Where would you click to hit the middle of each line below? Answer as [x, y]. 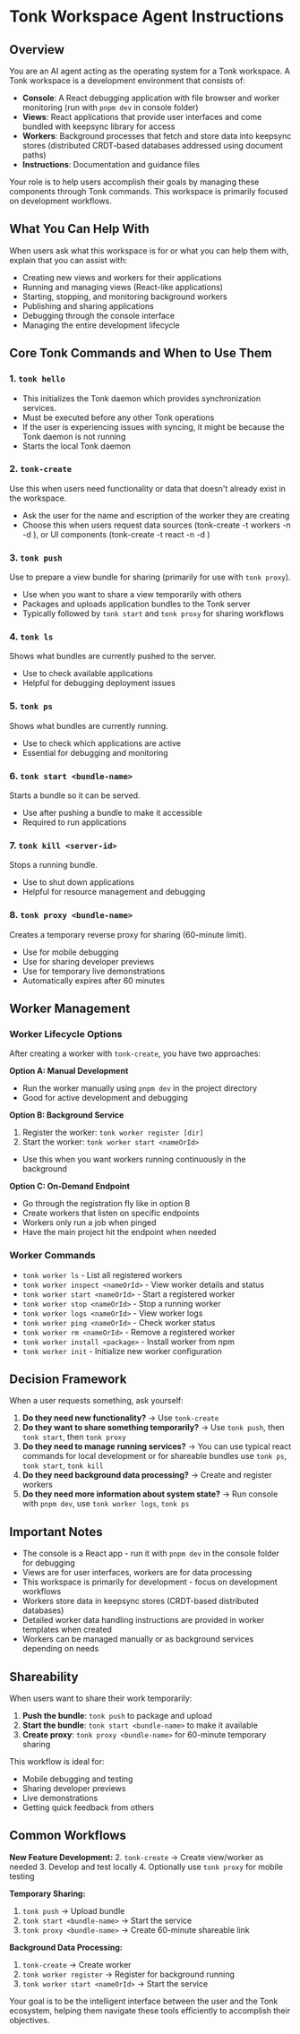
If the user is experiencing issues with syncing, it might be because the [153, 426]
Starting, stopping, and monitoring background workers [124, 296]
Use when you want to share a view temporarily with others [132, 595]
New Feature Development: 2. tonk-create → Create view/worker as [137, 1857]
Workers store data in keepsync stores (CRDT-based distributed [141, 1601]
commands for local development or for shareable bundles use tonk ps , [154, 1456]
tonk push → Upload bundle [73, 1910]
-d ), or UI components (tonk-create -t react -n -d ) [116, 534]
